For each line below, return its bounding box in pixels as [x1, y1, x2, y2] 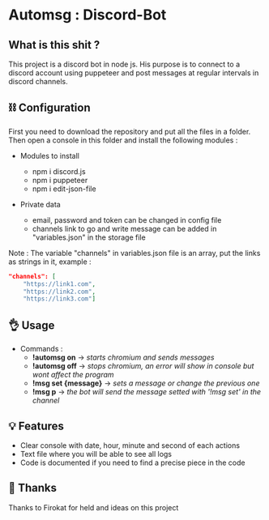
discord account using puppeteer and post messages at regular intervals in [8, 68, 259, 78]
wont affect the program [32, 370, 115, 380]
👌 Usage [8, 318, 55, 332]
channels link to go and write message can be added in [32, 224, 217, 233]
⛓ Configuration [8, 101, 91, 115]
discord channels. [8, 77, 68, 86]
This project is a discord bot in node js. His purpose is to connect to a [8, 59, 241, 69]
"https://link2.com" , [23, 288, 96, 296]
